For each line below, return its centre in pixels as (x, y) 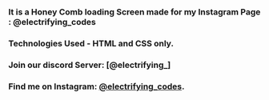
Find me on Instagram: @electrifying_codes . (96, 86)
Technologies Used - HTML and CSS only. (91, 43)
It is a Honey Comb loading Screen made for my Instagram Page (134, 12)
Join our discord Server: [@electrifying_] (90, 65)
